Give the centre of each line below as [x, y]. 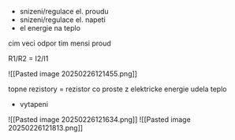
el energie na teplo [50, 28]
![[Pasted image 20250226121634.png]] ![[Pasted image [99, 120]
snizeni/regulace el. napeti [63, 20]
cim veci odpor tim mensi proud [60, 43]
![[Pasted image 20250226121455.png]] [73, 74]
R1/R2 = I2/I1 [28, 59]
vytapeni [34, 104]
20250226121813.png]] [46, 128]
